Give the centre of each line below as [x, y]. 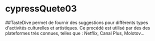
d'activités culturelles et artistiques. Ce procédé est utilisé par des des [78, 27]
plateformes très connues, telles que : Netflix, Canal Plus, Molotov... [75, 33]
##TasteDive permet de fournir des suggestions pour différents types [77, 22]
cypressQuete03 [41, 9]
